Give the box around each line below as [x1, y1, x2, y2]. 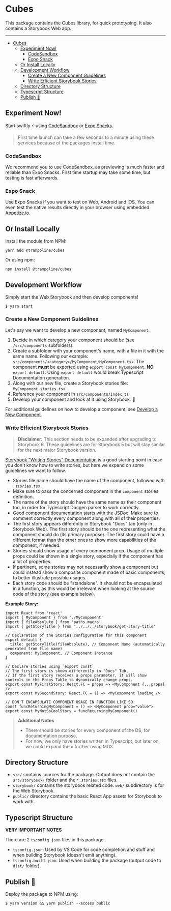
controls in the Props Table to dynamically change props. [5, 677, 133, 682]
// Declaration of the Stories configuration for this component [5, 633, 147, 638]
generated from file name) [5, 646, 63, 651]
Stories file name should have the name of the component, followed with [12, 477, 165, 483]
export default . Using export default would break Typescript [12, 369, 144, 375]
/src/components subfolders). [12, 342, 74, 348]
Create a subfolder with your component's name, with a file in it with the [12, 348, 164, 354]
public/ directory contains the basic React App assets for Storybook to [12, 793, 162, 799]
